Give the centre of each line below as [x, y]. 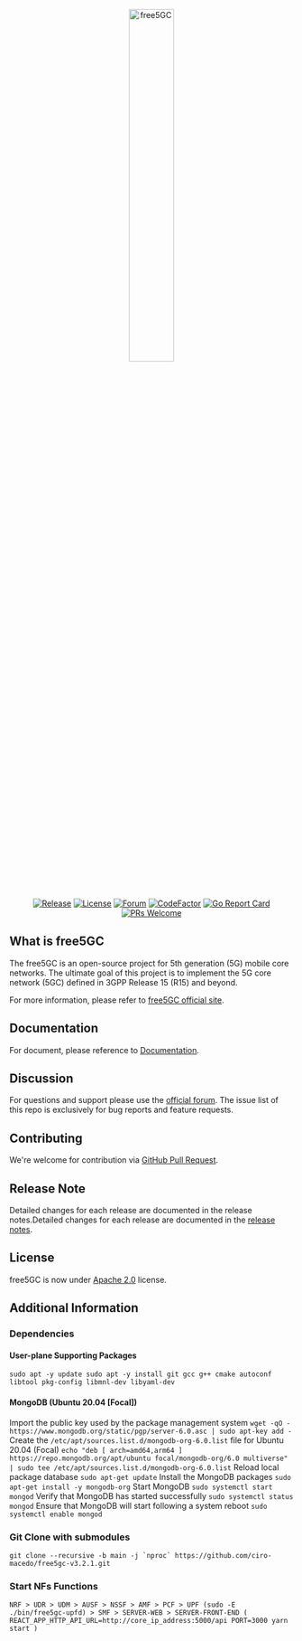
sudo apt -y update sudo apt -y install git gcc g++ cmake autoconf [141, 1374]
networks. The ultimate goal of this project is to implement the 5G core [141, 973]
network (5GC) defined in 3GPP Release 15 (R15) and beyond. [124, 982]
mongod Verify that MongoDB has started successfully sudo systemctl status [151, 1495]
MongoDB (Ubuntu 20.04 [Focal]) [73, 1402]
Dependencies [42, 1334]
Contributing [46, 1138]
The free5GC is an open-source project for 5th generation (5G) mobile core [149, 963]
